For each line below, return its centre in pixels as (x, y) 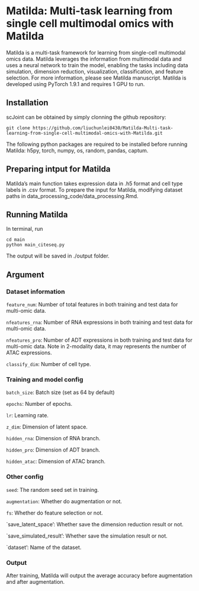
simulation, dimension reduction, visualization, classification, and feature (95, 71)
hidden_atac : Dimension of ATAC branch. (56, 462)
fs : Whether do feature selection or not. (55, 513)
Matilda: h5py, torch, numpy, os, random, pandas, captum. (77, 150)
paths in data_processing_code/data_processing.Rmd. (72, 196)
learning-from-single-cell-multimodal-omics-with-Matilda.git (84, 133)
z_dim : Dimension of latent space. (47, 427)
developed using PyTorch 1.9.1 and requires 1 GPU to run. (76, 84)
